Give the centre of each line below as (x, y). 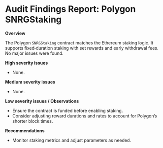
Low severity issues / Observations (42, 101)
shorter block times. (33, 121)
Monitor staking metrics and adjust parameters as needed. (72, 140)
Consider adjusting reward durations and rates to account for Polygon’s (84, 116)
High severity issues (27, 63)
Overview (15, 33)
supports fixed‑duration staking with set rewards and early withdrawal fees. (82, 48)
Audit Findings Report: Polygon (70, 9)
